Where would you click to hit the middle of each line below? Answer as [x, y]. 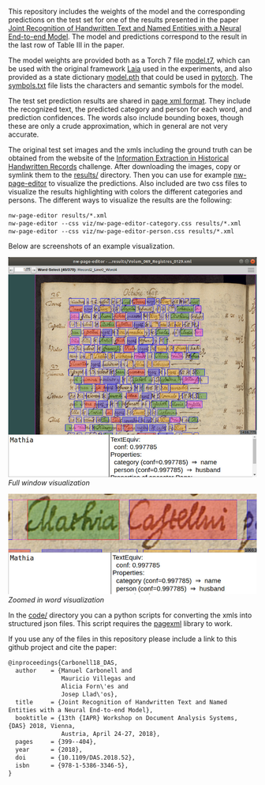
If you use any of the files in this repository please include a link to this [123, 639]
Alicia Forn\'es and [95, 686]
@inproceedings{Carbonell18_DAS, [63, 662]
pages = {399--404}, [56, 742]
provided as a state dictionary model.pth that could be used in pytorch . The [131, 77]
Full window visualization [49, 483]
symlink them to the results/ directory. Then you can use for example [120, 175]
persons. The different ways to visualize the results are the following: [120, 200]
